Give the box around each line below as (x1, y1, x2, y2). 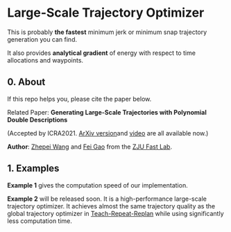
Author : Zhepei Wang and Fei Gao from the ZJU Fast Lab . (7, 142, 172, 151)
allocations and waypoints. (7, 56, 84, 64)
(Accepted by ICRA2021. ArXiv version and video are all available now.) (7, 129, 209, 137)
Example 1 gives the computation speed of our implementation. (7, 181, 189, 189)
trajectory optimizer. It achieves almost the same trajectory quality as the (7, 201, 216, 210)
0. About (7, 76, 46, 88)
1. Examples (7, 163, 60, 174)
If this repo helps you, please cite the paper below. (7, 94, 152, 103)
